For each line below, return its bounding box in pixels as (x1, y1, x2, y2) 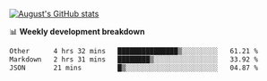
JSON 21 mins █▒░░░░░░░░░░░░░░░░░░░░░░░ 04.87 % (9, 63, 258, 72)
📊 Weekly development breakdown (9, 27, 145, 36)
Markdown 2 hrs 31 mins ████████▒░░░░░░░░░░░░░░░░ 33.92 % (9, 54, 258, 64)
